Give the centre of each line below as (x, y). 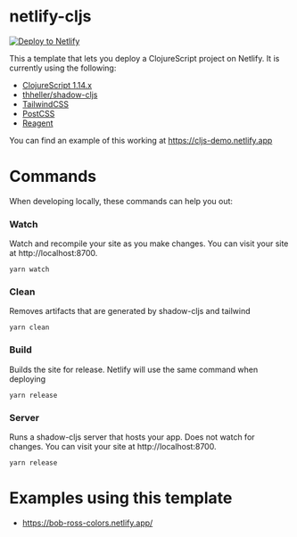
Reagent (37, 123)
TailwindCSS (45, 103)
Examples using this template (121, 498)
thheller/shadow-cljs (60, 95)
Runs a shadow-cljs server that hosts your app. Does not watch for (132, 437)
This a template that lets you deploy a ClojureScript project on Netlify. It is (144, 58)
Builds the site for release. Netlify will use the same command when (134, 369)
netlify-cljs (50, 17)
